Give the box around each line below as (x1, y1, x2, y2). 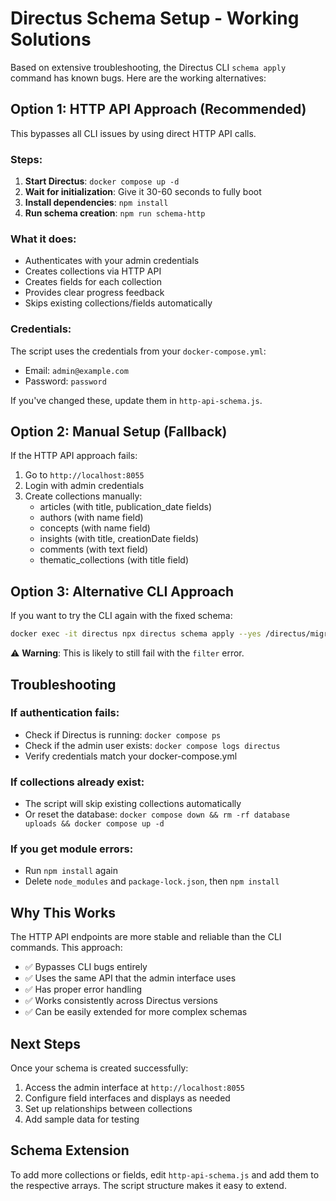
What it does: (10, 232, 77, 246)
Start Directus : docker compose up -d (24, 175, 180, 187)
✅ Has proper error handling (24, 983, 143, 996)
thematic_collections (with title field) (39, 554, 189, 566)
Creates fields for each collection (24, 276, 162, 288)
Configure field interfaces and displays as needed (24, 1092, 231, 1104)
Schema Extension (10, 1142, 130, 1159)
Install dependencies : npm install (24, 197, 169, 209)
